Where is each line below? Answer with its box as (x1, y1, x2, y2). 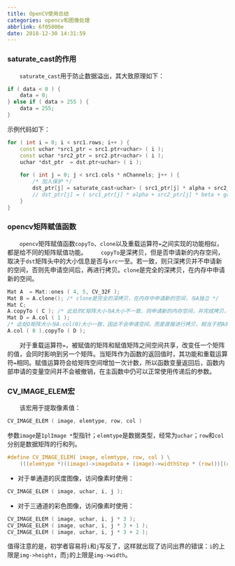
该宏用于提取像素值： (20, 403, 81, 412)
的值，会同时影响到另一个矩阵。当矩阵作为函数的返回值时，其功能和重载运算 (7, 350, 228, 358)
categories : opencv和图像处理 (7, 17, 90, 24)
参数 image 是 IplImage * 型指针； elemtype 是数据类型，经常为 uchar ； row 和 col (7, 432, 225, 440)
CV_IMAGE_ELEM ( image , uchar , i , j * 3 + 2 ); (7, 528, 149, 536)
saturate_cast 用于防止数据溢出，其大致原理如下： (20, 71, 165, 80)
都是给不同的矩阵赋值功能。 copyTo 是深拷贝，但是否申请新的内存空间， (7, 248, 224, 256)
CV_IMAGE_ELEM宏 (7, 386, 75, 396)
